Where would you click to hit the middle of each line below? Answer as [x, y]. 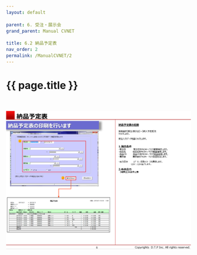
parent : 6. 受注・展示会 [34, 25]
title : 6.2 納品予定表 [32, 43]
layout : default [26, 12]
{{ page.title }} [42, 85]
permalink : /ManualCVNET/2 [39, 56]
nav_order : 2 [22, 50]
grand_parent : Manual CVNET [40, 31]
